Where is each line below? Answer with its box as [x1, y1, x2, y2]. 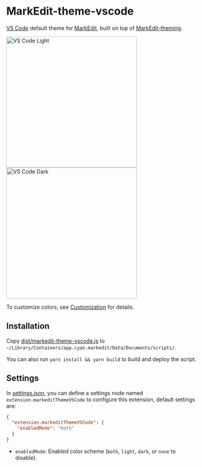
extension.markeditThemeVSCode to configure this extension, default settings [6, 396, 195, 403]
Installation [6, 321, 50, 331]
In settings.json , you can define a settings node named [6, 389, 144, 396]
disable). [15, 454, 38, 461]
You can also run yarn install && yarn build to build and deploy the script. [6, 355, 197, 363]
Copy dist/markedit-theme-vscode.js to [6, 337, 105, 345]
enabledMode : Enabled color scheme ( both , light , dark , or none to [15, 448, 176, 455]
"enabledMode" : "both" [17, 425, 75, 432]
